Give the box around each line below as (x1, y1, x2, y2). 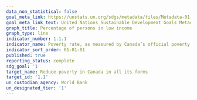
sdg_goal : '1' (6, 63, 41, 69)
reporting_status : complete (6, 58, 75, 64)
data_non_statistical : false (6, 8, 77, 15)
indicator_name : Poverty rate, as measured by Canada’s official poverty (6, 42, 191, 48)
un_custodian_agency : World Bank (6, 80, 88, 86)
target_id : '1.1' (6, 74, 49, 80)
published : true (6, 52, 46, 58)
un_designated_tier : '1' (6, 85, 67, 91)
